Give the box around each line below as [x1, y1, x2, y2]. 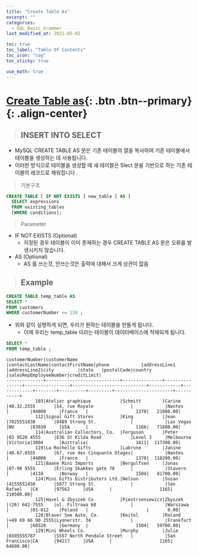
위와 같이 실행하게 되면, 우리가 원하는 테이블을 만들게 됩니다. [14, 321, 154, 329]
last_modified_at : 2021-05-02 [6, 31, 81, 37]
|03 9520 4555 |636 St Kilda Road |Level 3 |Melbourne [6, 435, 192, 441]
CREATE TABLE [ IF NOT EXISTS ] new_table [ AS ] [6, 193, 131, 199]
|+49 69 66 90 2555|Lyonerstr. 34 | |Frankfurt [6, 518, 192, 524]
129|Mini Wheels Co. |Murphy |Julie [35, 528, 178, 534]
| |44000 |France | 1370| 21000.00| [6, 409, 181, 415]
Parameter [20, 220, 47, 227]
